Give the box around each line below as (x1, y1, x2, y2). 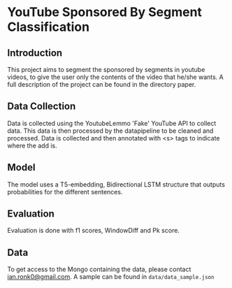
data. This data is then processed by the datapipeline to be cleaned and (7, 127, 214, 135)
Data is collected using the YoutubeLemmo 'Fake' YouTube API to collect (7, 119, 217, 127)
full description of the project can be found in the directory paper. (7, 80, 196, 88)
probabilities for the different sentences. (7, 187, 123, 196)
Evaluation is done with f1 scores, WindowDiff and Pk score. (7, 226, 180, 235)
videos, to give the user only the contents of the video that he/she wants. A (7, 73, 224, 81)
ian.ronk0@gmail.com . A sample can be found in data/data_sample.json (7, 273, 215, 281)
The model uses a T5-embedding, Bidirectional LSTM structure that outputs (7, 180, 226, 189)
